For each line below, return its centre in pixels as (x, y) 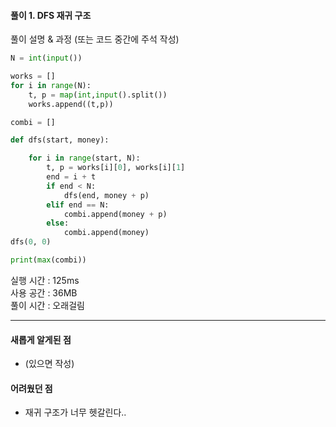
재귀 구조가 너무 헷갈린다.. (75, 412)
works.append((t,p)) (71, 104)
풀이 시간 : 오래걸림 (47, 305)
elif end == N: (78, 205)
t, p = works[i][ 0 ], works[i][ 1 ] (116, 168)
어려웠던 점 (31, 388)
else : (58, 223)
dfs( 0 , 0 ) (31, 242)
